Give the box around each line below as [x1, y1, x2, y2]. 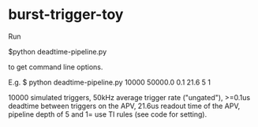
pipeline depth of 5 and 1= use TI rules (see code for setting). [8, 109, 208, 119]
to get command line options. [8, 62, 103, 72]
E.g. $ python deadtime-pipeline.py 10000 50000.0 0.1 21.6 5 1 [8, 77, 211, 87]
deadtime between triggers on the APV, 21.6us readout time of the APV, [8, 101, 241, 110]
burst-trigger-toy [8, 6, 124, 24]
